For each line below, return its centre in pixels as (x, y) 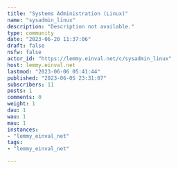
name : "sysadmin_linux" (42, 20)
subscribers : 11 (30, 84)
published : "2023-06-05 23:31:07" (57, 78)
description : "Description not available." (71, 26)
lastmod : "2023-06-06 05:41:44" (54, 71)
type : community (30, 33)
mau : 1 (17, 123)
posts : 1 (20, 91)
